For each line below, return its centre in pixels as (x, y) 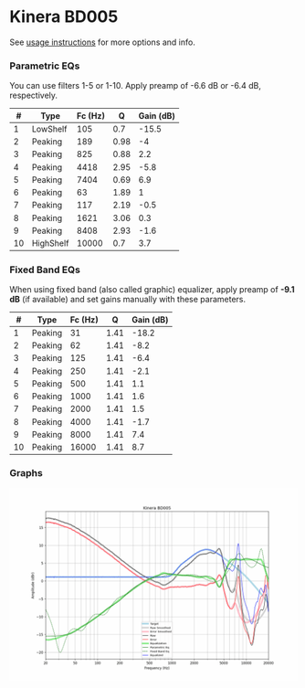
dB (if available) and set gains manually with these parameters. (128, 300)
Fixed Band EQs (45, 270)
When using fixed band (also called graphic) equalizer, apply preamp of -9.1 (152, 290)
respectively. (33, 95)
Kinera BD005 (64, 17)
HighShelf (50, 243)
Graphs (26, 473)
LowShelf (49, 129)
